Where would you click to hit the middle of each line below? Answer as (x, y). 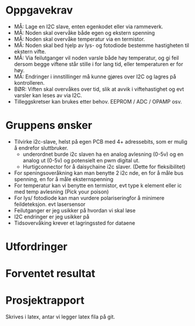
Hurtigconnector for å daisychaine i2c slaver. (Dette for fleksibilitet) (104, 167)
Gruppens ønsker (49, 126)
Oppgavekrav (39, 10)
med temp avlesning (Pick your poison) (61, 191)
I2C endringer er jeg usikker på (51, 217)
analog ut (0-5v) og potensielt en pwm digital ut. (81, 160)
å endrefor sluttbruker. (41, 148)
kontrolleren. (29, 82)
